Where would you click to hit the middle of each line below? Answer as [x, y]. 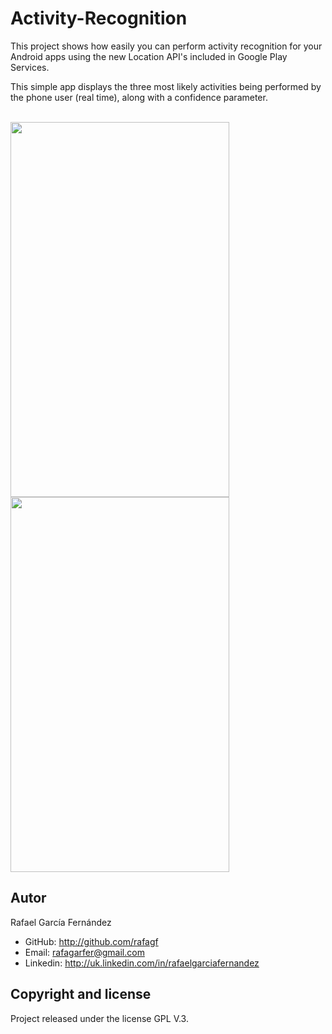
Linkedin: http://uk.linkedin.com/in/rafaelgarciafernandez [142, 963]
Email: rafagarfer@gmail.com [84, 952]
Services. [30, 67]
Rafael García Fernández [61, 922]
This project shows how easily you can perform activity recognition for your [166, 46]
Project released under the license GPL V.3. [99, 1018]
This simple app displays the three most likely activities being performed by [166, 86]
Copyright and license [81, 994]
